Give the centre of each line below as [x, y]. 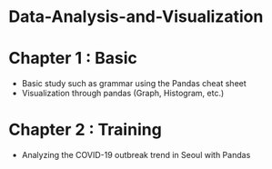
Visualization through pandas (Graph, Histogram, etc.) [123, 94]
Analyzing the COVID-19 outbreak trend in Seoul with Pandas [136, 155]
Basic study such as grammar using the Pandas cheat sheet [134, 84]
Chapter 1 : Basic [73, 59]
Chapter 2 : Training [86, 130]
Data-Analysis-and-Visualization [136, 17]
